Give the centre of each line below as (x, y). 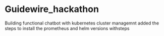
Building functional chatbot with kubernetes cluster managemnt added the (82, 23)
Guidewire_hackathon (52, 9)
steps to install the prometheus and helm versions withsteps (67, 28)
